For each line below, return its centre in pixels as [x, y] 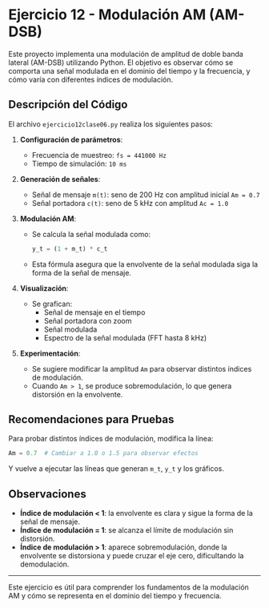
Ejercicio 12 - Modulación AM [107, 15]
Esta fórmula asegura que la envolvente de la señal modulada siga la [145, 264]
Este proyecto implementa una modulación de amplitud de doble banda [126, 54]
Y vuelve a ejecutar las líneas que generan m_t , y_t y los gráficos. [116, 469]
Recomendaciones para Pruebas [91, 419]
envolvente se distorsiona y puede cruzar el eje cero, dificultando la [132, 556]
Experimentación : [50, 353]
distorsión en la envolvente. [77, 394]
